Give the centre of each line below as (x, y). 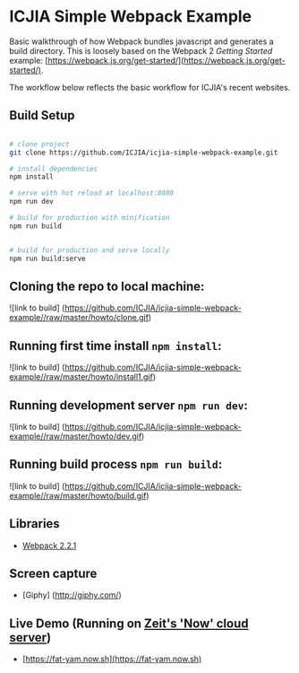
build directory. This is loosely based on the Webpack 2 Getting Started (141, 50)
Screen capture (53, 573)
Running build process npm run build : (116, 464)
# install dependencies (54, 169)
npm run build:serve (48, 258)
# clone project (39, 144)
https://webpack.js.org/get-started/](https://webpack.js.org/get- (167, 60)
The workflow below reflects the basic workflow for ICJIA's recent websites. (150, 87)
